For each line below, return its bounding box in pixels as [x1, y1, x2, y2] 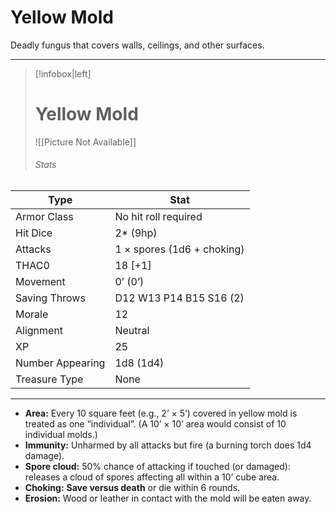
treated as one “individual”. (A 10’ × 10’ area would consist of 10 [24, 418, 287, 430]
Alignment [15, 324, 64, 338]
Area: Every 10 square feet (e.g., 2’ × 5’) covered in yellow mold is [24, 407, 298, 420]
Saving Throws [15, 291, 86, 305]
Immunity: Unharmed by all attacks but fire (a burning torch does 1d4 [24, 439, 312, 451]
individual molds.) [24, 429, 98, 441]
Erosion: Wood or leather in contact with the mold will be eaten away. [24, 492, 312, 505]
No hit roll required [114, 210, 203, 224]
